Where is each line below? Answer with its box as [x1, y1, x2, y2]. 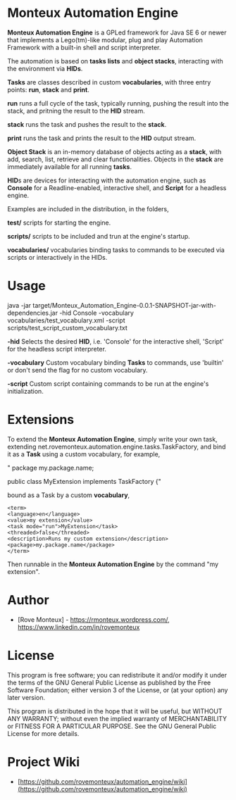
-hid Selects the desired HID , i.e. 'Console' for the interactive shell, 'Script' [7, 337, 224, 346]
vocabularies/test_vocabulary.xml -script [7, 315, 125, 325]
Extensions [7, 412, 75, 427]
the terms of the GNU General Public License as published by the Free [7, 678, 211, 687]
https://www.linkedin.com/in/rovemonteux [17, 623, 140, 631]
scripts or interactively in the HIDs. [7, 253, 108, 261]
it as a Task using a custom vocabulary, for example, [7, 449, 161, 458]
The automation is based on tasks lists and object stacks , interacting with [7, 56, 223, 65]
